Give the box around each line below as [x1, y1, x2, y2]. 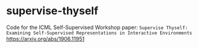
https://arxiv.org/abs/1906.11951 [6, 35, 85, 42]
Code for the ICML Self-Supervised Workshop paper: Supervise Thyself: [6, 24, 188, 31]
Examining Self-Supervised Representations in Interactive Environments [6, 30, 193, 36]
